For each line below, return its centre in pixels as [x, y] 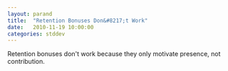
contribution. [26, 62]
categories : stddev [36, 34]
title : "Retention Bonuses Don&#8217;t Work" [78, 21]
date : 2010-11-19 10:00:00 [51, 27]
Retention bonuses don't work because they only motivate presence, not [114, 54]
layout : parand [30, 14]
